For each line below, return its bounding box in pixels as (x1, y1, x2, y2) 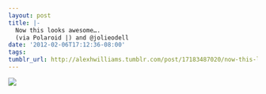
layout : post (8, 11, 51, 20)
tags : (8, 48, 26, 56)
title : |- (8, 19, 41, 27)
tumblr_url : (8, 56, 47, 64)
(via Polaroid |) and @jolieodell (15, 33, 129, 42)
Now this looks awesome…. (15, 26, 101, 34)
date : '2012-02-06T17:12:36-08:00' (8, 41, 126, 49)
